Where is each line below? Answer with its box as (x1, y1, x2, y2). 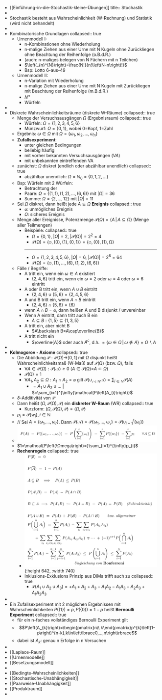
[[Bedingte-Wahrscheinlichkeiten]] (9, 670, 79, 676)
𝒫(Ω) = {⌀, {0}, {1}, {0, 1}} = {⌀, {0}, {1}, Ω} (31, 239, 115, 245)
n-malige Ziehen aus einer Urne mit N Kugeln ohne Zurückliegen (24, 47, 155, 52)
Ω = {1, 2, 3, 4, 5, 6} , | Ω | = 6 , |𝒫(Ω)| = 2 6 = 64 (31, 253, 122, 260)
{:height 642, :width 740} (24, 567, 75, 574)
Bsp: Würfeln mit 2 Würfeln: (17, 180, 73, 186)
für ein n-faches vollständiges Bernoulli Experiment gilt (17, 617, 128, 623)
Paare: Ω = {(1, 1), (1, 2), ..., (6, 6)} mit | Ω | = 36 (24, 190, 115, 196)
